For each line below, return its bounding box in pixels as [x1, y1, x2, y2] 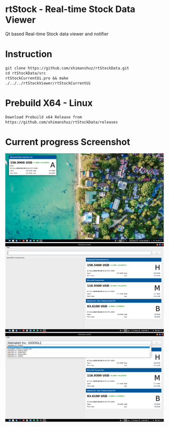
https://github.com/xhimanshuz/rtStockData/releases [5, 120, 118, 125]
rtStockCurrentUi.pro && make [5, 75, 69, 81]
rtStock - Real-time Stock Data [5, 4, 136, 15]
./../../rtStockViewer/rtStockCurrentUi [5, 80, 92, 86]
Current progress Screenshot [5, 137, 130, 148]
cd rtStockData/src [5, 70, 46, 76]
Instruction [5, 49, 52, 60]
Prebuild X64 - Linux [5, 97, 93, 109]
